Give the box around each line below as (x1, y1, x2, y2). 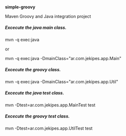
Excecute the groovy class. (5, 66, 61, 72)
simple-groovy (5, 4, 35, 10)
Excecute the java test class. (5, 90, 64, 96)
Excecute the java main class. (5, 24, 67, 30)
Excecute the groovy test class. (5, 113, 70, 119)
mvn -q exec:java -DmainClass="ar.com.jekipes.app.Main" (5, 55, 122, 61)
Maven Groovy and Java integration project (5, 14, 91, 19)
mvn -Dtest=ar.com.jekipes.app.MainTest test (5, 102, 96, 108)
